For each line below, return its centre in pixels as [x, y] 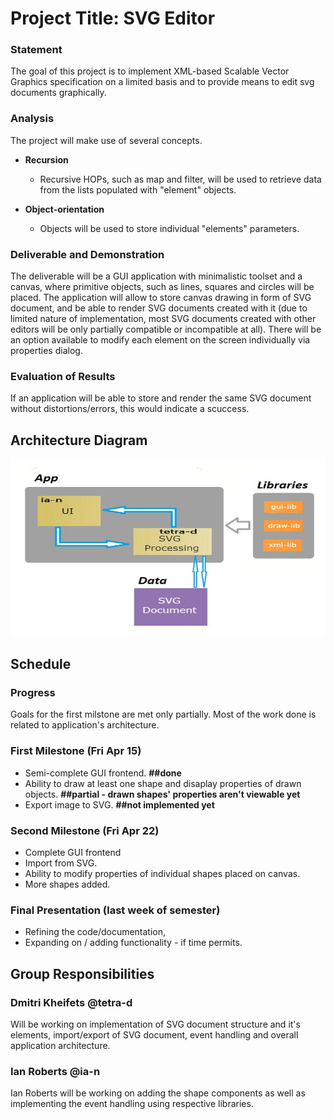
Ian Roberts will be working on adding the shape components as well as [158, 1093]
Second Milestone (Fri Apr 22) [85, 830]
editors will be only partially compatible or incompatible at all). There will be [166, 329]
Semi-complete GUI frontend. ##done [103, 773]
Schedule [41, 664]
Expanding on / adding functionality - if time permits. [133, 943]
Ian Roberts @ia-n [55, 1071]
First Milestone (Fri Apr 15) [76, 751]
